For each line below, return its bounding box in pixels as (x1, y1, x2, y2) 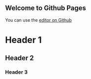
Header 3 (5, 69, 28, 76)
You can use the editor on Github (5, 17, 72, 23)
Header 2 (5, 54, 34, 62)
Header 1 (5, 35, 42, 45)
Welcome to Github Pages (5, 4, 86, 12)
